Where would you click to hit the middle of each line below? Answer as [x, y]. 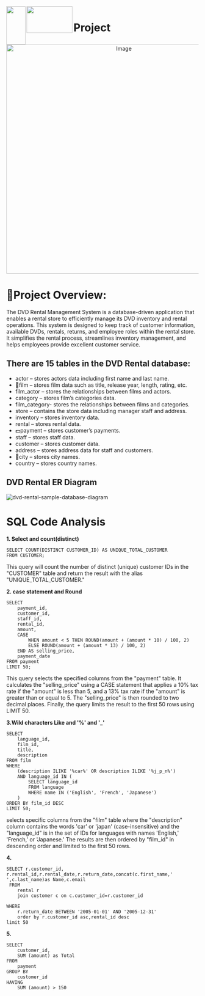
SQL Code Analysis [56, 522]
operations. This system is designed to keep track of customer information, [101, 325]
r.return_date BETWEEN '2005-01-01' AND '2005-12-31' [87, 912]
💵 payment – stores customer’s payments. [68, 430]
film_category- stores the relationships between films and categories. [103, 404]
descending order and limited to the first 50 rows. [69, 846]
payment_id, [32, 608]
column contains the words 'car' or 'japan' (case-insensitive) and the [93, 826]
